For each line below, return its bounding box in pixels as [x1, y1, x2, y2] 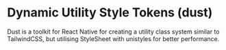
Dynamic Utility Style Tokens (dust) [7, 5, 213, 21]
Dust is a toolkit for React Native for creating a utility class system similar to [7, 27, 220, 36]
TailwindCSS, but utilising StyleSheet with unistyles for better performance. [7, 34, 220, 42]
